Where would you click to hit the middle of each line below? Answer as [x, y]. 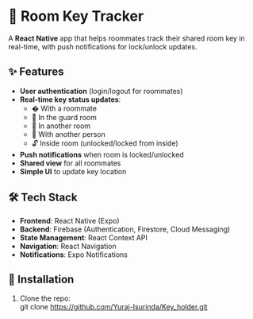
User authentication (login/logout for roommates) [102, 91]
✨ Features [36, 72]
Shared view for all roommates [70, 163]
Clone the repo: [45, 298]
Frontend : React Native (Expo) [70, 220]
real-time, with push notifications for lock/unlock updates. [103, 46]
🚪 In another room [61, 126]
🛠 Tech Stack [43, 198]
